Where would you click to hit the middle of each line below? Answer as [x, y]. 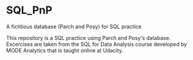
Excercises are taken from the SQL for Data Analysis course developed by [96, 44]
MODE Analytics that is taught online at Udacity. [65, 50]
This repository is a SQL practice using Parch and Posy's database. [88, 38]
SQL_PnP [29, 10]
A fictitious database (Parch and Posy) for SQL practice [74, 26]
